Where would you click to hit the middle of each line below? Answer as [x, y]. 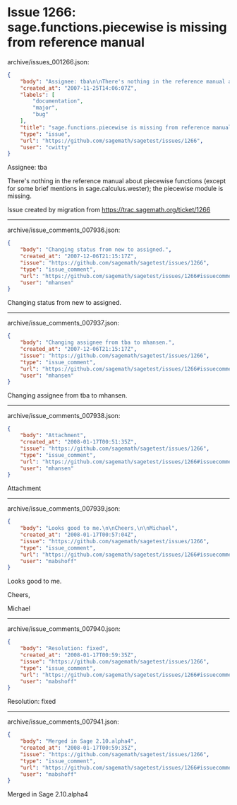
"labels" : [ [37, 95]
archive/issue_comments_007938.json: [64, 416]
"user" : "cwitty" [45, 147]
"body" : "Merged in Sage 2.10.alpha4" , [79, 741]
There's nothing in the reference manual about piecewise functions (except [116, 181]
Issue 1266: [42, 12]
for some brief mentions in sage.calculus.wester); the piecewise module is [115, 189]
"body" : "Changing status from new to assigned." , [96, 250]
